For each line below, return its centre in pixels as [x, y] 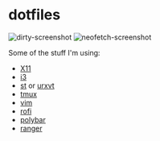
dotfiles [35, 15]
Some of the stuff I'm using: [54, 52]
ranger [31, 128]
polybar [33, 119]
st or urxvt [37, 85]
